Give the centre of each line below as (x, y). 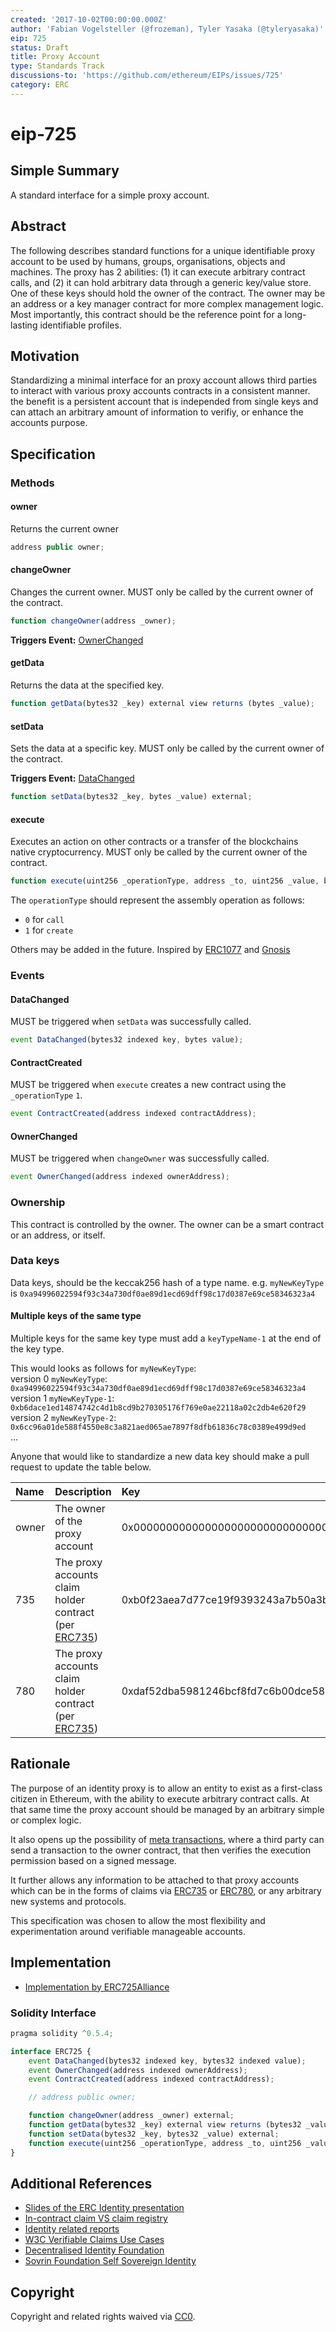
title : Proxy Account (55, 57)
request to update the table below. (81, 1467)
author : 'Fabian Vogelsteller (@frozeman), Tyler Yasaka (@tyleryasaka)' (167, 29)
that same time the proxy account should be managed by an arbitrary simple (167, 1809)
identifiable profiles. (80, 325)
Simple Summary (65, 171)
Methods (32, 483)
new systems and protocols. (68, 1901)
